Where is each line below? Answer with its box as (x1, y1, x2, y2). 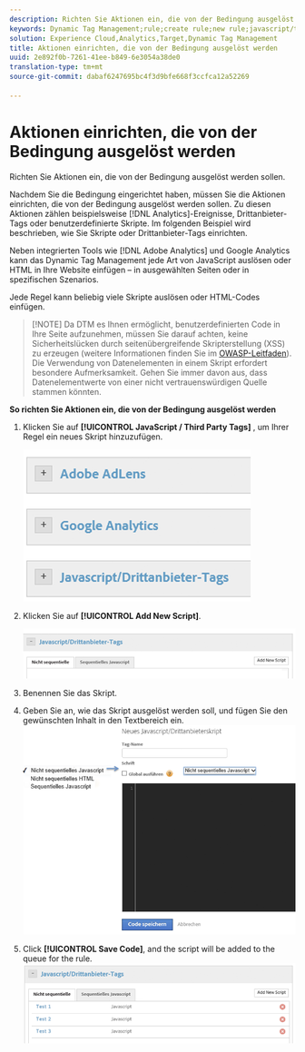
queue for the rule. (22, 953, 93, 964)
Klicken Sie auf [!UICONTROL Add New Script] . (22, 610, 202, 621)
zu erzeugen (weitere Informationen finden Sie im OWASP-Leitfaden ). (31, 348, 292, 359)
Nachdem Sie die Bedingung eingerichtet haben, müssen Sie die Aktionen (9, 189, 286, 200)
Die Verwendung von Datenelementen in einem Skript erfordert (31, 357, 268, 368)
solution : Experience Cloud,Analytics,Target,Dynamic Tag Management (9, 34, 279, 43)
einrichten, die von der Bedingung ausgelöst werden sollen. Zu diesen (9, 198, 271, 209)
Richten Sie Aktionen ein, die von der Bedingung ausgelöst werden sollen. (9, 171, 286, 182)
